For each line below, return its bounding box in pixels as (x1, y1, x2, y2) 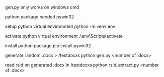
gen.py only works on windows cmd (5, 4, 80, 10)
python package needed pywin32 (5, 14, 74, 19)
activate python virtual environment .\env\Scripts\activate (5, 33, 123, 39)
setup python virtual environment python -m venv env (5, 23, 116, 29)
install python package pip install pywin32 (5, 43, 91, 49)
